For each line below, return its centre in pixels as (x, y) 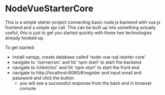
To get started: (20, 47)
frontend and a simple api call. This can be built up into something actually (81, 27)
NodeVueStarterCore (49, 9)
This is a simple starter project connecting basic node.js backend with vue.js (83, 22)
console (28, 88)
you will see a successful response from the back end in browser (86, 83)
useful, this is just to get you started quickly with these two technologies (78, 32)
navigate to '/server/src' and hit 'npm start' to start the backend (77, 62)
